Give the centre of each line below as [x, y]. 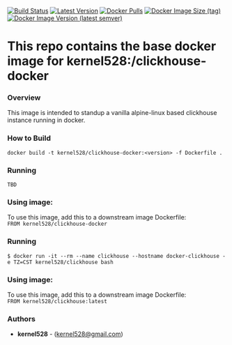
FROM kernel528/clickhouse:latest [57, 301]
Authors [22, 319]
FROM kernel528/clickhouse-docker [57, 224]
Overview [24, 98]
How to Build [29, 138]
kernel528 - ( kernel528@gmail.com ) [70, 334]
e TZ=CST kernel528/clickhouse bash [60, 262]
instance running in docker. [46, 120]
